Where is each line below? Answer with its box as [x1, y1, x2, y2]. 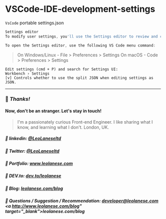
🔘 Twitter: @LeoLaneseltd [5, 148, 60, 154]
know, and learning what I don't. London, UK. [17, 124, 109, 130]
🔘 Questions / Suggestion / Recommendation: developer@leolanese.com [5, 198, 159, 204]
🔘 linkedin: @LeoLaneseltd [5, 135, 61, 141]
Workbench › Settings [5, 71, 50, 76]
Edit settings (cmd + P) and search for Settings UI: [5, 67, 119, 72]
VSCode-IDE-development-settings [5, 3, 156, 15]
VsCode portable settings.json [5, 20, 64, 26]
